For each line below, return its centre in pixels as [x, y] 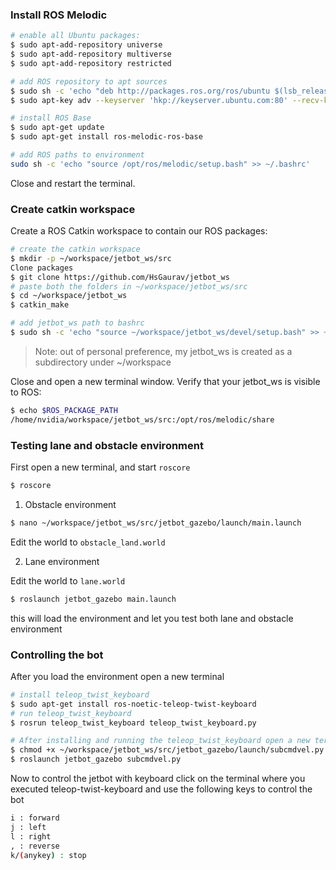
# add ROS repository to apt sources [89, 81]
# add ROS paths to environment [77, 155]
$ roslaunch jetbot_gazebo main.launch [93, 599]
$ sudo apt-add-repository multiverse [91, 54]
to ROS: [26, 392]
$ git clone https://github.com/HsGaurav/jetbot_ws [120, 277]
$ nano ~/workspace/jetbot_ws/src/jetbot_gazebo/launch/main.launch [156, 523]
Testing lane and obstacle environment [107, 445]
